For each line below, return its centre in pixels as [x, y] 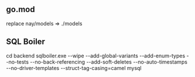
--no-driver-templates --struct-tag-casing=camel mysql [74, 68]
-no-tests [18, 62]
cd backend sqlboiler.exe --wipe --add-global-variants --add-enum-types [96, 56]
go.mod [20, 10]
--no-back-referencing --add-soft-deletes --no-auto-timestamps [109, 62]
